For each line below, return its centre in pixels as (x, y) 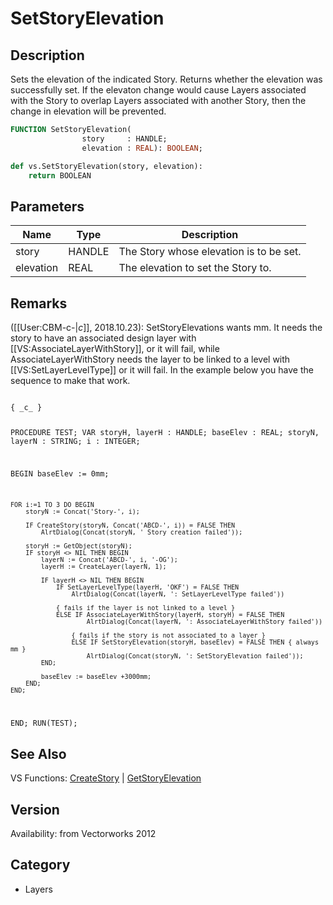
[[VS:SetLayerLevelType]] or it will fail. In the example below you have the (162, 370)
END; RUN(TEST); (44, 723)
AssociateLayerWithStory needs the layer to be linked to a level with (150, 359)
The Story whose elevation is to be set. (210, 252)
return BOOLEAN (60, 175)
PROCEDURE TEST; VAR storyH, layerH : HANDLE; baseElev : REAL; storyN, (165, 432)
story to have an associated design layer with (103, 338)
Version (35, 809)
